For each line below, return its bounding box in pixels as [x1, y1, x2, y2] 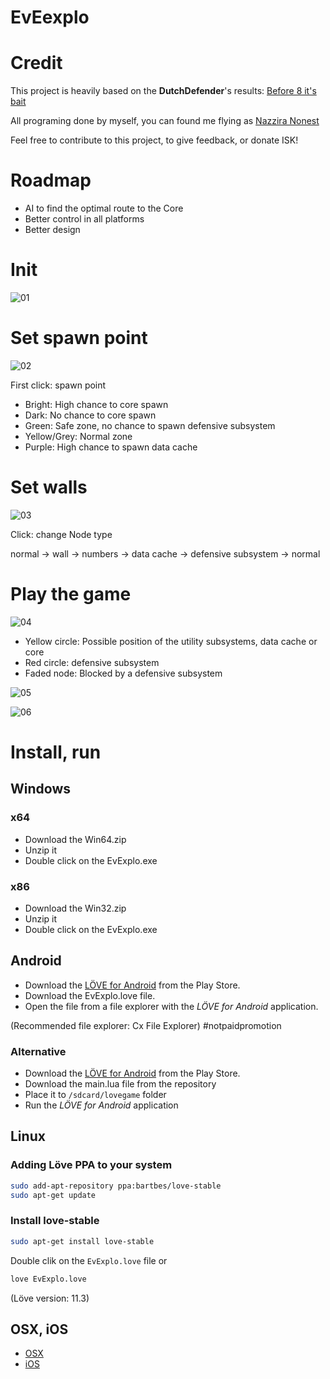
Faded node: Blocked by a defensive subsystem [24, 667, 223, 679]
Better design [24, 224, 81, 236]
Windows [10, 781, 71, 798]
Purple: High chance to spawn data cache [24, 441, 198, 453]
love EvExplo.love [10, 1274, 87, 1284]
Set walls [10, 476, 88, 499]
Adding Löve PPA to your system [10, 1158, 173, 1172]
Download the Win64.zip [24, 833, 127, 845]
